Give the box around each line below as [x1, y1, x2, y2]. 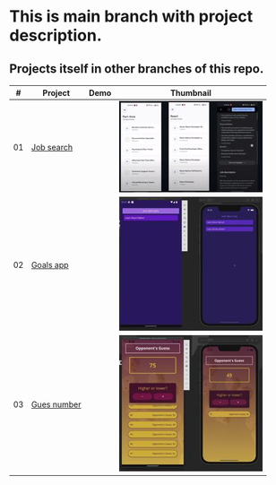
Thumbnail [169, 87, 212, 98]
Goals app [30, 259, 69, 270]
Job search [30, 142, 73, 153]
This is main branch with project [9, 6, 254, 27]
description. [9, 25, 103, 46]
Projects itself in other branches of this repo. [9, 61, 264, 76]
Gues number [30, 399, 82, 410]
